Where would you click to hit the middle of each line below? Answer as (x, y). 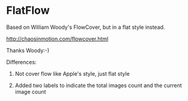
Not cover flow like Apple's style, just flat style (72, 73)
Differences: (22, 62)
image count (30, 91)
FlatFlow (28, 11)
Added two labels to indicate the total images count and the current (98, 85)
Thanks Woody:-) (28, 50)
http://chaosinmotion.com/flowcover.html (57, 38)
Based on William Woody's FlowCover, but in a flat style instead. (86, 27)
